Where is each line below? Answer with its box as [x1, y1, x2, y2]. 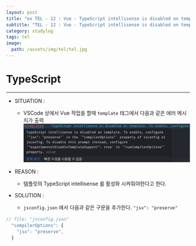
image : [6, 40, 22, 46]
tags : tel [6, 34, 30, 40]
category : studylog [6, 28, 54, 34]
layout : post [6, 9, 38, 15]
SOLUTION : [14, 192, 44, 199]
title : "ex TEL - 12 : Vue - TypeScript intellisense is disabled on [6, 15, 179, 22]
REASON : [14, 168, 39, 175]
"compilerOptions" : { [11, 223, 64, 228]
